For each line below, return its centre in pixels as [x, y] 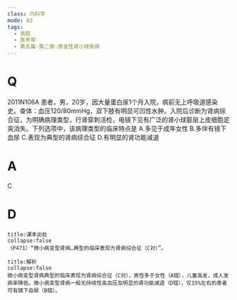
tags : [15, 27]
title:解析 [22, 262]
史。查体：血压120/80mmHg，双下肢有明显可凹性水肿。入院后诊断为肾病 [114, 111]
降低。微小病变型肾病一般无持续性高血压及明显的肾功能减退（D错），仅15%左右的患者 [122, 283]
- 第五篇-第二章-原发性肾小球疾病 [57, 47]
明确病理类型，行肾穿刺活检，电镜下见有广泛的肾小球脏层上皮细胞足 [130, 119]
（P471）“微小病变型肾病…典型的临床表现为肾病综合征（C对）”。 [87, 248]
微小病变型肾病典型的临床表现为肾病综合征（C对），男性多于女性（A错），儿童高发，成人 [115, 275]
